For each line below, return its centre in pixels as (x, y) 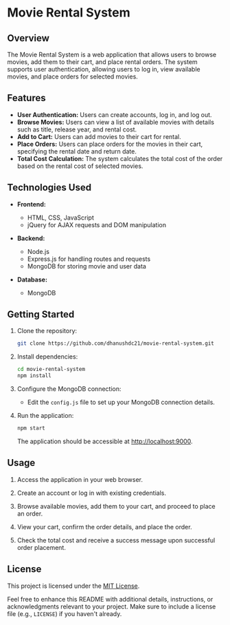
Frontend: (31, 204)
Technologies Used (49, 188)
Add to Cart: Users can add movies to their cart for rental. (99, 136)
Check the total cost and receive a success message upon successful (116, 540)
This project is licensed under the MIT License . (73, 586)
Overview (28, 38)
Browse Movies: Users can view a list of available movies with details (116, 122)
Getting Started (41, 315)
